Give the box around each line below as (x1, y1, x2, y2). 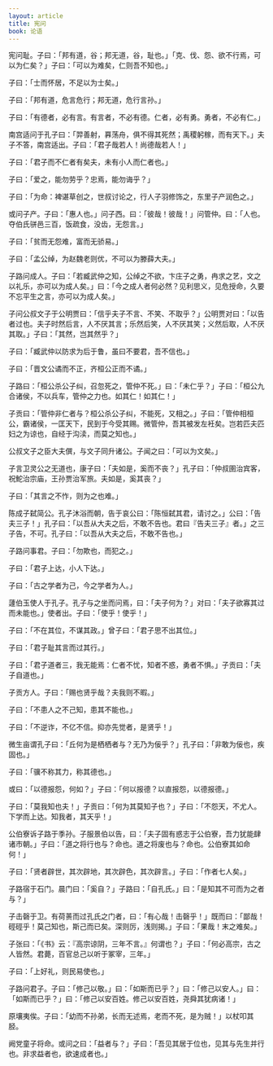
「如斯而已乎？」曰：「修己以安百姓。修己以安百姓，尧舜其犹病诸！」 (8, 994, 240, 1004)
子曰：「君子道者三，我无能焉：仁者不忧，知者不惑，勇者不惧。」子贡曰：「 (8, 660, 254, 670)
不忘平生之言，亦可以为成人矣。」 (8, 292, 119, 301)
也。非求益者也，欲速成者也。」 (8, 1049, 112, 1059)
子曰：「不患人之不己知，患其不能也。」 (8, 705, 136, 715)
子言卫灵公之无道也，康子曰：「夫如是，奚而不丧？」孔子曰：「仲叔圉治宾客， (8, 463, 265, 473)
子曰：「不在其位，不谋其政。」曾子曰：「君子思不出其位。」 (8, 625, 201, 635)
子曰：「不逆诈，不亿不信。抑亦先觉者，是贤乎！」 (8, 722, 176, 732)
